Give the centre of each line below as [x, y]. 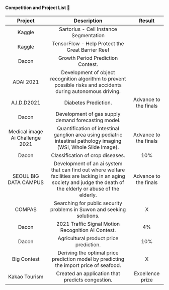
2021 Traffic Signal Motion [88, 224]
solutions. [88, 216]
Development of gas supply [88, 114]
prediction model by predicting [88, 259]
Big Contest [26, 259]
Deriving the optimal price [88, 253]
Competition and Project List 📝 [38, 8]
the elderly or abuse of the [88, 189]
